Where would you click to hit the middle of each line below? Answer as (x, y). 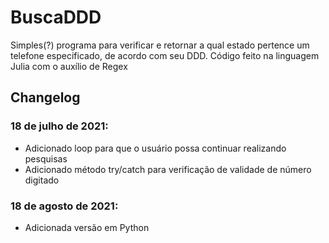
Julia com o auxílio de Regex (69, 66)
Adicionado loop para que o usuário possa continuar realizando (155, 148)
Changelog (45, 97)
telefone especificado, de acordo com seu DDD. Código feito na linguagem (165, 55)
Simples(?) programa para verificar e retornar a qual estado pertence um (160, 45)
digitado (42, 180)
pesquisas (46, 158)
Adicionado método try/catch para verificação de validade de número (168, 169)
